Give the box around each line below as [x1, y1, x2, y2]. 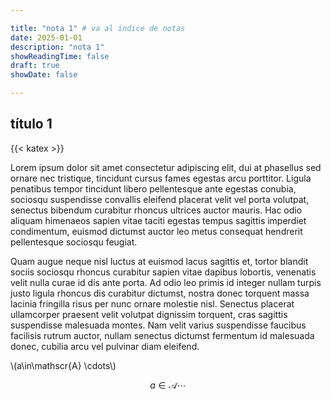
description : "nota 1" [10, 42, 105, 52]
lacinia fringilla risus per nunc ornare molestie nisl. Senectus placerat [10, 297, 295, 310]
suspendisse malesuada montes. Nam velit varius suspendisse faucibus [10, 319, 307, 331]
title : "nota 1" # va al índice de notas [10, 23, 186, 33]
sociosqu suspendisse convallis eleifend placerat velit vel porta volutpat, [10, 193, 310, 205]
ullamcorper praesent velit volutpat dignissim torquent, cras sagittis [10, 308, 288, 320]
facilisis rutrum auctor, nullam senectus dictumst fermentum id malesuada [10, 329, 315, 341]
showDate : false [10, 70, 78, 80]
